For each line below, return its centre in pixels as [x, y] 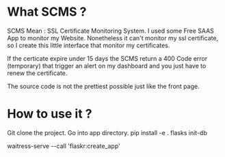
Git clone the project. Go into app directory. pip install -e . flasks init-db [107, 132]
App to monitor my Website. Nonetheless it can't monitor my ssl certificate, [113, 38]
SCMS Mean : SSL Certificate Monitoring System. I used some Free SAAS [110, 31]
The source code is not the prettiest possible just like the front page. [103, 86]
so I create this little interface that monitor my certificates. [89, 45]
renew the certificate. [37, 73]
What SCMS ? [47, 12]
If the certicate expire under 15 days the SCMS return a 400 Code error [107, 58]
